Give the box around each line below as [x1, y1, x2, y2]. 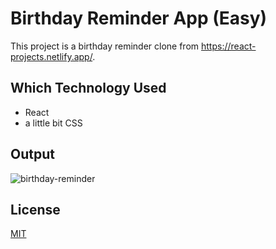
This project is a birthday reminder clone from [10, 40, 200, 52]
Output [10, 146, 55, 163]
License [10, 201, 61, 218]
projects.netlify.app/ [10, 50, 93, 62]
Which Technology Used [10, 80, 167, 97]
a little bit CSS [24, 117, 83, 129]
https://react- [201, 40, 257, 52]
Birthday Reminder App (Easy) [10, 7, 268, 30]
